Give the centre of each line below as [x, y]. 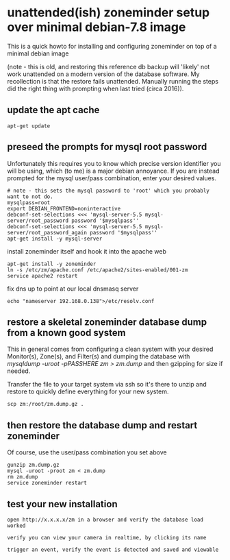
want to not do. [30, 197]
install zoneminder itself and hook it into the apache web [87, 251]
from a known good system [66, 333]
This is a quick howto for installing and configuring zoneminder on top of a [112, 46]
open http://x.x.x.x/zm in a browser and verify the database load [105, 520]
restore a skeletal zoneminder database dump [107, 322]
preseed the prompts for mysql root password [107, 147]
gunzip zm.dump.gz [33, 465]
